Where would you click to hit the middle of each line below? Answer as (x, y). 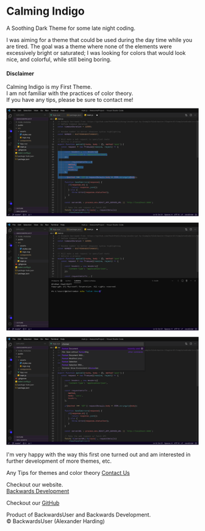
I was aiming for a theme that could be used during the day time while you (99, 40)
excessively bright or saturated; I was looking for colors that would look (96, 52)
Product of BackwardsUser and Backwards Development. (79, 515)
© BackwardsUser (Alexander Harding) (56, 521)
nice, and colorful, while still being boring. (59, 59)
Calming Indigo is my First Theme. (49, 87)
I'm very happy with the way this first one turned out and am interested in (99, 455)
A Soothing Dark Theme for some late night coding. (71, 28)
